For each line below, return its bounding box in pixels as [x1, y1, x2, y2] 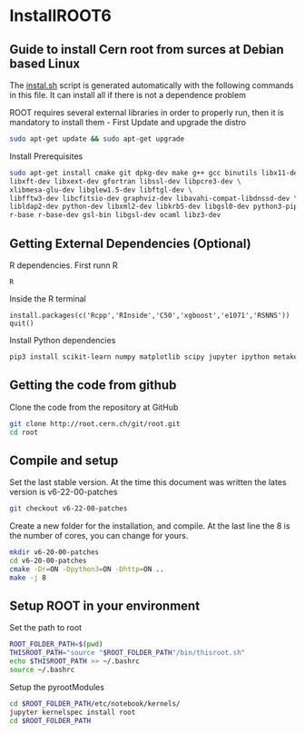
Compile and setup [9, 452, 119, 468]
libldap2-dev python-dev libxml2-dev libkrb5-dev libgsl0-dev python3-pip [9, 202, 299, 212]
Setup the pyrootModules [9, 681, 104, 692]
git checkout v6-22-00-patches [9, 504, 128, 513]
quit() [9, 319, 34, 328]
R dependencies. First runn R [9, 260, 118, 271]
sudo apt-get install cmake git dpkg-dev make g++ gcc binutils [9, 168, 258, 177]
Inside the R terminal [9, 293, 86, 304]
